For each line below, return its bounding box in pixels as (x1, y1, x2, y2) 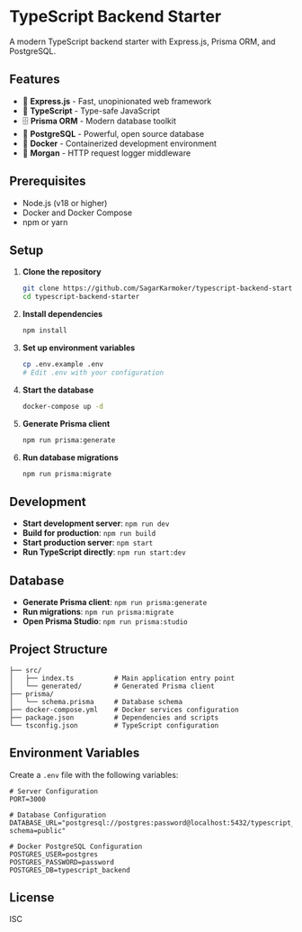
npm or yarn (22, 216, 68, 227)
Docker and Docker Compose (22, 207, 133, 218)
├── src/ (9, 665, 42, 674)
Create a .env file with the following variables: (9, 769, 179, 780)
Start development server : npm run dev (22, 518, 170, 529)
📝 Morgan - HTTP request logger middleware (22, 147, 191, 158)
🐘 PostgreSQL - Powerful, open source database (22, 128, 205, 139)
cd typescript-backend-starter (22, 293, 140, 302)
